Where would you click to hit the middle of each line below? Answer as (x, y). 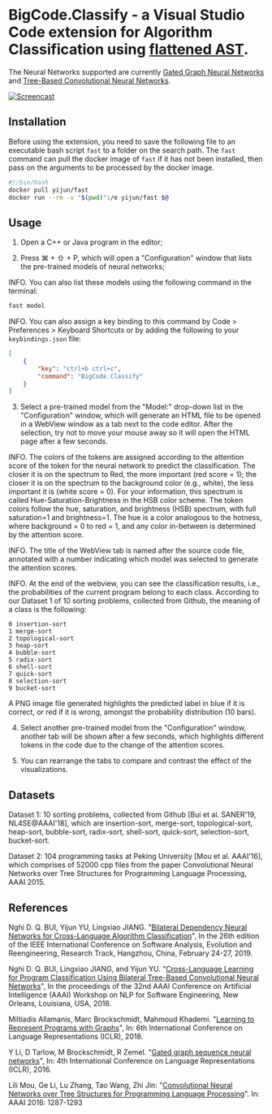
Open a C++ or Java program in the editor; (91, 242)
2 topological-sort (41, 639)
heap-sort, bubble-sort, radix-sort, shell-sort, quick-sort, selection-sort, (129, 832)
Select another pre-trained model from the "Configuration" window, (133, 728)
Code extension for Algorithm (110, 32)
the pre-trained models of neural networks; (92, 267)
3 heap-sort (28, 646)
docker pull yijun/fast (49, 190)
